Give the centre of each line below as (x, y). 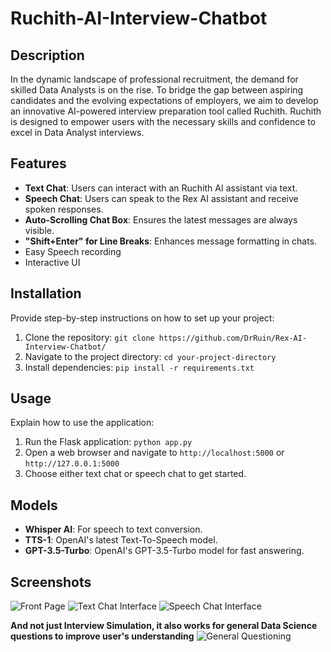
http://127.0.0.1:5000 (72, 464)
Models (34, 505)
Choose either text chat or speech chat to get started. (135, 474)
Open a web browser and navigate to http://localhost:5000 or (154, 453)
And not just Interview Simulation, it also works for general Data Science (164, 626)
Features (38, 163)
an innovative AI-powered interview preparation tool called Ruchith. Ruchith (166, 111)
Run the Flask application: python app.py (108, 442)
